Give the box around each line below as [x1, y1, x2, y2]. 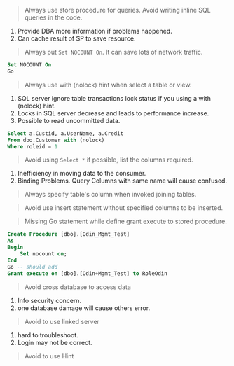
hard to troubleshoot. [17, 330, 78, 339]
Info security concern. [17, 296, 82, 304]
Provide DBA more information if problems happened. [17, 27, 173, 35]
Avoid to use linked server [24, 317, 100, 325]
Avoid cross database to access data [24, 283, 132, 291]
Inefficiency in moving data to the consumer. [17, 169, 146, 178]
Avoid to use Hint [24, 351, 74, 360]
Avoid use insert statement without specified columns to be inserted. [24, 204, 223, 212]
